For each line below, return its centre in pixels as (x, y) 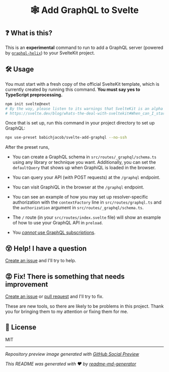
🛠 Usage (20, 69)
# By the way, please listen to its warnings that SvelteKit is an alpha (84, 109)
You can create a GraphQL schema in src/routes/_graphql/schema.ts (84, 157)
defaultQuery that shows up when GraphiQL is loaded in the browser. (84, 168)
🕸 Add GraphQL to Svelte (84, 10)
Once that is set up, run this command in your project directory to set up (80, 123)
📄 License (21, 327)
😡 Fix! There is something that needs (65, 276)
